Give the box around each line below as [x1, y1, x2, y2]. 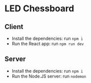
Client [4, 23, 24, 31]
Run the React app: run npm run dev [11, 41, 84, 47]
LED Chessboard [4, 3, 74, 14]
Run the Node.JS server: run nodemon [11, 73, 87, 79]
